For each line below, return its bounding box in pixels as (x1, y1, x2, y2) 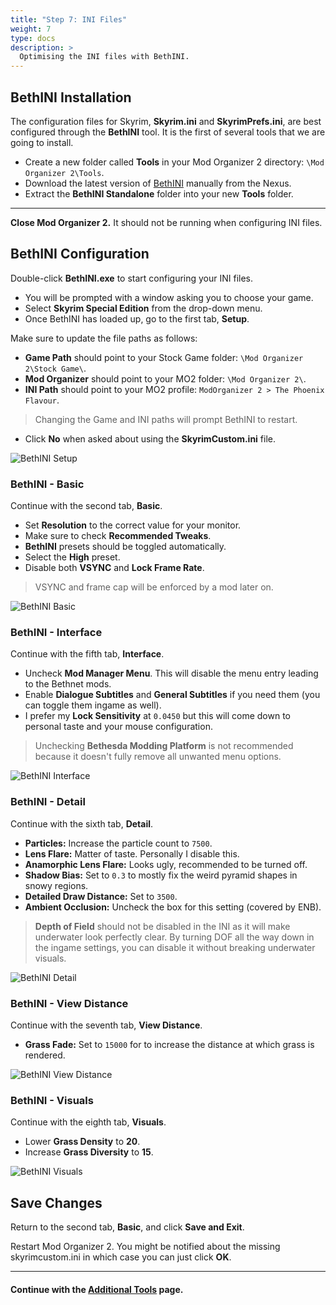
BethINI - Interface (10, 625, 103, 639)
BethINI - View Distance (10, 996, 129, 1010)
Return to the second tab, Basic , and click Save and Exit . (10, 1221, 245, 1233)
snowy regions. (24, 879, 89, 891)
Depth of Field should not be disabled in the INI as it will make (34, 920, 291, 932)
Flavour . (24, 394, 60, 406)
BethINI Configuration (10, 246, 150, 263)
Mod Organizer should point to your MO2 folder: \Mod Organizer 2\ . (24, 372, 307, 385)
